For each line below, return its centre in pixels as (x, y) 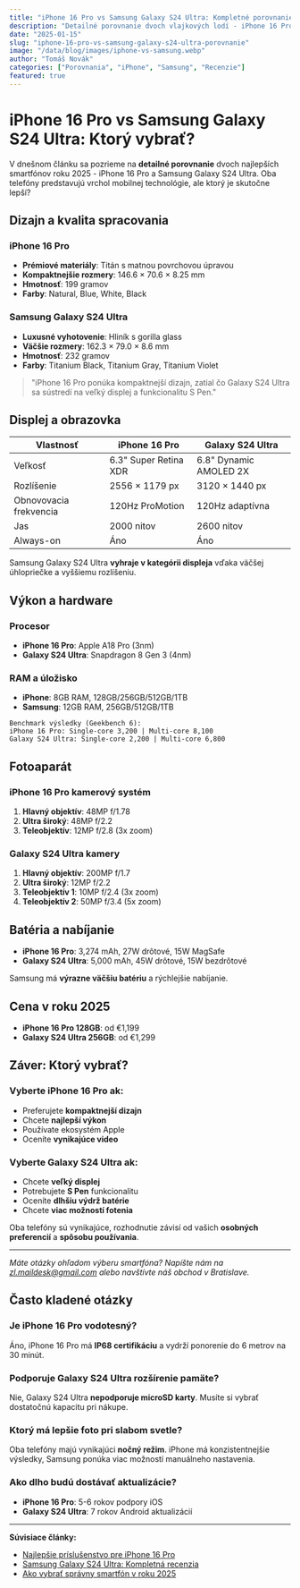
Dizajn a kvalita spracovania (89, 221)
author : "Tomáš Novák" (51, 59)
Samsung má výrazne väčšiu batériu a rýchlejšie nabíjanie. (119, 978)
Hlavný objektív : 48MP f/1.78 (76, 811)
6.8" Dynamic (225, 460)
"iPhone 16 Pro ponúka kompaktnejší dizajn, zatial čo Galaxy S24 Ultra (160, 382)
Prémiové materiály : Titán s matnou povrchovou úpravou (128, 266)
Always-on (37, 540)
